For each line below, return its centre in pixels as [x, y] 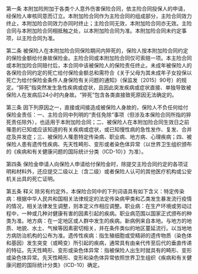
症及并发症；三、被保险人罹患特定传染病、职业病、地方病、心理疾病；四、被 [99, 137]
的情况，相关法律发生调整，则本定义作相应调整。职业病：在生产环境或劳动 [96, 206]
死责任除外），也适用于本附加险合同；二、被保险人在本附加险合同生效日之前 [98, 122]
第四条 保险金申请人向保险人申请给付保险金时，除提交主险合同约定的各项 [95, 164]
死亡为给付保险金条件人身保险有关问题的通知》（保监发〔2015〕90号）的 [94, 80]
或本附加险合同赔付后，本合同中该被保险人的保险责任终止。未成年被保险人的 [99, 65]
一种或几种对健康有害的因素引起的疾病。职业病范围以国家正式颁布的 [104, 213]
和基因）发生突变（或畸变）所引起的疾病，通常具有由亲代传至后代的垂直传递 [99, 243]
